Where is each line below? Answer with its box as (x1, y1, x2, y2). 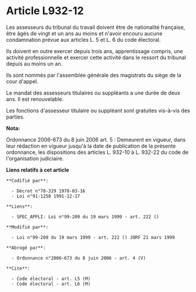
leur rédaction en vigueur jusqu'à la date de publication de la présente (6, 142, 176, 149)
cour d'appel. (6, 78, 39, 85)
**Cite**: (6, 265, 31, 271)
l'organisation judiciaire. (6, 155, 64, 162)
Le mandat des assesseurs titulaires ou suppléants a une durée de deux (6, 89, 181, 96)
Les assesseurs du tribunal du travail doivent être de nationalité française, (6, 24, 185, 31)
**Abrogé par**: (6, 245, 46, 251)
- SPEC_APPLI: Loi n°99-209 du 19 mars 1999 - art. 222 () (11, 214, 160, 219)
